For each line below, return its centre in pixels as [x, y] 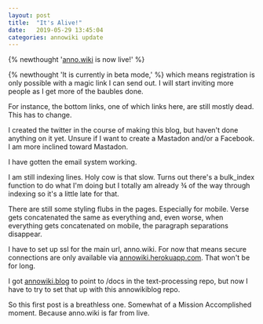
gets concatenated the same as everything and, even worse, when [116, 217]
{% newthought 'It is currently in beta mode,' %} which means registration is [131, 75]
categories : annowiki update [56, 37]
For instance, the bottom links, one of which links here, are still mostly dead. [131, 107]
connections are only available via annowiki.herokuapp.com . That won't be [129, 258]
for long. [22, 266]
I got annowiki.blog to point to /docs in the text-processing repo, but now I [128, 281]
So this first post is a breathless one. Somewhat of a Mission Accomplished [130, 305]
